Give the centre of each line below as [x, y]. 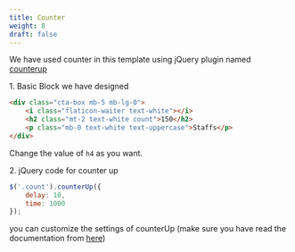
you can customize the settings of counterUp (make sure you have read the [148, 229]
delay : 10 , [45, 195]
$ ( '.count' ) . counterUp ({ [55, 187]
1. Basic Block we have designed [69, 87]
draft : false [33, 34]
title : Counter [37, 17]
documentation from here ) [57, 239]
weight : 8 [28, 26]
